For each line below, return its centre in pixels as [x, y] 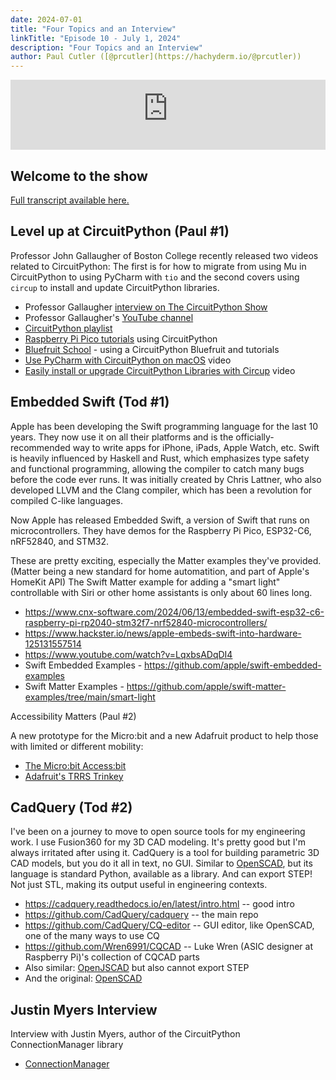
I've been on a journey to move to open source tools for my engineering [158, 832]
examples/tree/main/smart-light [90, 697]
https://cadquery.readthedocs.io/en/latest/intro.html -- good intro [159, 904]
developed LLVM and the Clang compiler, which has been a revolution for [161, 490]
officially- [255, 437]
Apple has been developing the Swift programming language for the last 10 [164, 426]
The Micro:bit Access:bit [75, 765]
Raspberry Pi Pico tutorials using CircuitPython [121, 338]
